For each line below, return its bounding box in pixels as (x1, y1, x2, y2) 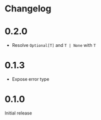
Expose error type (11, 76, 49, 82)
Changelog (4, 3, 51, 14)
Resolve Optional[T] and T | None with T (11, 42, 96, 48)
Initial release (4, 110, 32, 116)
